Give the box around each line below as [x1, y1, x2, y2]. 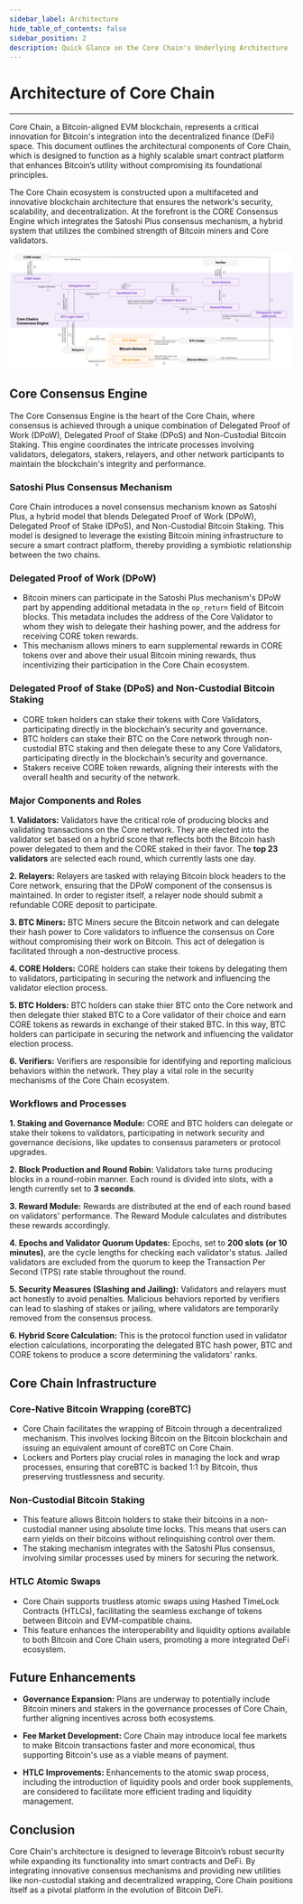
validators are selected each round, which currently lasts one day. [9, 853, 257, 863]
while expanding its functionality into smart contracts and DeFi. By [9, 1856, 256, 1867]
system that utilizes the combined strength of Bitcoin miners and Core [9, 226, 269, 237]
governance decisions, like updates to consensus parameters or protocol [9, 1137, 281, 1148]
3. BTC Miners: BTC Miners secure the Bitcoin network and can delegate [9, 917, 280, 928]
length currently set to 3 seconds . [9, 1183, 136, 1194]
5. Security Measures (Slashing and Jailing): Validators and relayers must [9, 1283, 287, 1295]
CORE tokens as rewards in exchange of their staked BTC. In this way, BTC [9, 1019, 286, 1030]
